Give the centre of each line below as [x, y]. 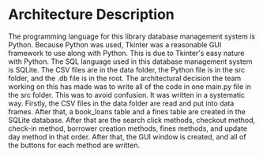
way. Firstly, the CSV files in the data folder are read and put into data [121, 103]
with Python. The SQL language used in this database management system [130, 61]
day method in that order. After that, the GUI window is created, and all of [127, 136]
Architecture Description [92, 15]
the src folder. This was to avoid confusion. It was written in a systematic [127, 95]
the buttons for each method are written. [74, 145]
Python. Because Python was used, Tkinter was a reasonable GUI [115, 44]
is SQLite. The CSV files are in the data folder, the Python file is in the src [127, 69]
